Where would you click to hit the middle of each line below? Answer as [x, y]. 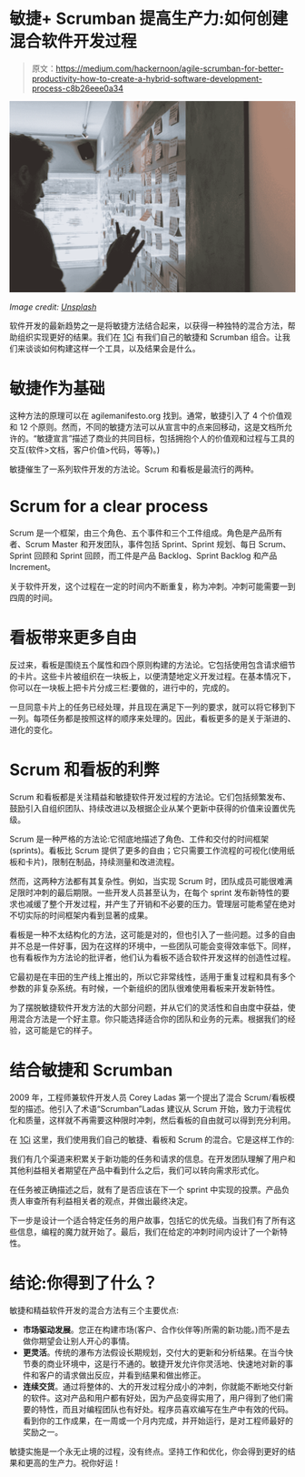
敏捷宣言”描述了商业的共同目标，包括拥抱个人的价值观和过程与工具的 [166, 439]
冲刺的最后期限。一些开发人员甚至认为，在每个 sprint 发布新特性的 [157, 892]
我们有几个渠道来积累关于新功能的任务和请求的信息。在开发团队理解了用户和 [152, 1158]
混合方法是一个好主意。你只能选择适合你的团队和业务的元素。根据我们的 [152, 1019]
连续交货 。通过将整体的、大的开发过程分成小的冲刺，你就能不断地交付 [154, 1386]
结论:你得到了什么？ [84, 1283]
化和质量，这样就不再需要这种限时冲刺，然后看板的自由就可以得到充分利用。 [152, 1120]
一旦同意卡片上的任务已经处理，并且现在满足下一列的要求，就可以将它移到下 [152, 707]
